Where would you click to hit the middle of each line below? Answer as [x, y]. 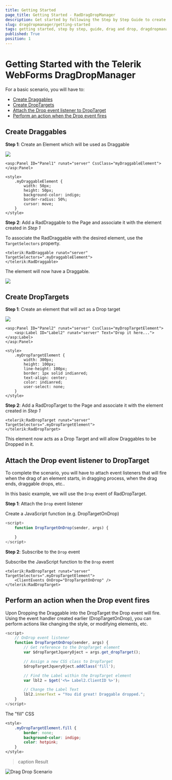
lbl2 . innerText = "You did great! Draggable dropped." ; [84, 695]
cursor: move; [39, 204]
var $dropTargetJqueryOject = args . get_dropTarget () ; [82, 652]
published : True [23, 34]
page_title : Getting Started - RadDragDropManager [60, 15]
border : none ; [39, 733]
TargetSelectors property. [33, 243]
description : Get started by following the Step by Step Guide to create [86, 20]
